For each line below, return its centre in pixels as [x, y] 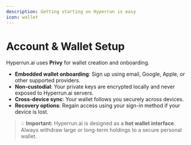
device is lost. [32, 112]
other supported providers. [48, 80]
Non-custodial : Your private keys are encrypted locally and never [95, 87]
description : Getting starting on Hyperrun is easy [71, 12]
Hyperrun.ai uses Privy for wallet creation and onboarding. [78, 63]
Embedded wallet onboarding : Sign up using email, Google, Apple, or [100, 74]
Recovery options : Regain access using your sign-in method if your [97, 106]
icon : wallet [22, 17]
